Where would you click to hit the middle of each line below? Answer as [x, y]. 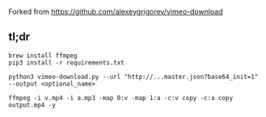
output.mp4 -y [32, 105]
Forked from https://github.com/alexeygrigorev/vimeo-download [116, 12]
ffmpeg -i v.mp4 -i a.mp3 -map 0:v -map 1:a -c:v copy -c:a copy [120, 98]
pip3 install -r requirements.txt [67, 63]
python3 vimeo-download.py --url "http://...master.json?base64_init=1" [133, 77]
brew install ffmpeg [43, 56]
